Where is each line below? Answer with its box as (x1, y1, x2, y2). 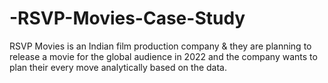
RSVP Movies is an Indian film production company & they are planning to (9, 40, 312, 52)
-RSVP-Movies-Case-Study (9, 7, 246, 30)
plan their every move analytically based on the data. (9, 61, 227, 73)
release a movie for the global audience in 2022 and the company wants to (9, 50, 318, 62)
